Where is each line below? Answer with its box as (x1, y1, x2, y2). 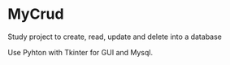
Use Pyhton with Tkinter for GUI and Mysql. (7, 47, 154, 57)
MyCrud (7, 5, 64, 24)
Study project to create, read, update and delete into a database (7, 32, 223, 41)
